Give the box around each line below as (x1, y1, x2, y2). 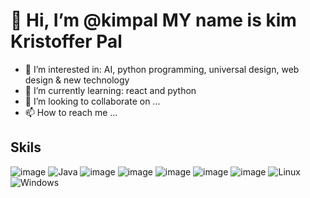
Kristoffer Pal (10, 30, 123, 53)
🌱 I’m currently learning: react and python (24, 84, 197, 96)
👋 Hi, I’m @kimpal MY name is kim (10, 9, 297, 32)
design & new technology (24, 74, 130, 86)
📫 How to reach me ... (24, 106, 118, 118)
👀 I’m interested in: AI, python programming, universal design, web (24, 63, 300, 75)
